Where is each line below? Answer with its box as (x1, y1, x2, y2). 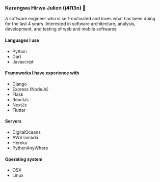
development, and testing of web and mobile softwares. (5, 26, 118, 32)
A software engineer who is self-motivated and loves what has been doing (5, 16, 156, 22)
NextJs (12, 102, 27, 108)
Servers (5, 118, 22, 124)
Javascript (12, 59, 34, 64)
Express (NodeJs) (12, 86, 49, 92)
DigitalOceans (12, 129, 41, 135)
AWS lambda (12, 134, 38, 140)
